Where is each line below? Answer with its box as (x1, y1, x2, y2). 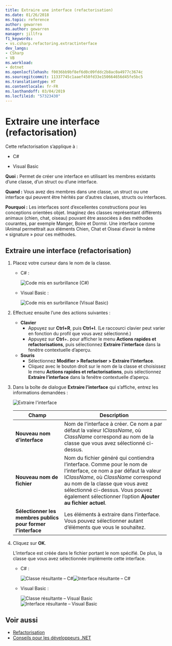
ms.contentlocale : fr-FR (5, 84, 58, 89)
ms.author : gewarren (5, 27, 50, 32)
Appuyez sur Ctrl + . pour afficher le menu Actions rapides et (28, 336, 157, 342)
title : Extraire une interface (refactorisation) (5, 7, 114, 13)
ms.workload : (5, 60, 33, 65)
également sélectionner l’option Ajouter (63, 493, 160, 500)
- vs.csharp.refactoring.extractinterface (5, 41, 97, 46)
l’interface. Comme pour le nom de (63, 461, 147, 468)
